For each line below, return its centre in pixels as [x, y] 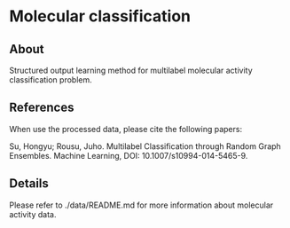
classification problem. [51, 80]
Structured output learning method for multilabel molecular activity [131, 70]
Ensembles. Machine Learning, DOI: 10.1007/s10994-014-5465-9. [129, 155]
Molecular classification [100, 16]
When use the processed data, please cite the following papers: [125, 129]
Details [29, 184]
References [42, 108]
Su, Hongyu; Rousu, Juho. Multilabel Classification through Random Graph [145, 146]
